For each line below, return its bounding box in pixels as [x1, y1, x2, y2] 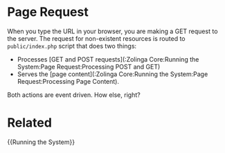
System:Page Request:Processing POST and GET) [17, 62, 161, 71]
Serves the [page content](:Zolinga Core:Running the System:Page [17, 70, 208, 78]
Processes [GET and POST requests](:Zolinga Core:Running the [17, 55, 199, 63]
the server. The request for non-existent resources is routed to [7, 34, 186, 42]
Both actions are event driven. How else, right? [7, 91, 141, 99]
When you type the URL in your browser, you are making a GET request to [7, 27, 218, 35]
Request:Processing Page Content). [17, 77, 120, 85]
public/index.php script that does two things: [7, 42, 137, 50]
